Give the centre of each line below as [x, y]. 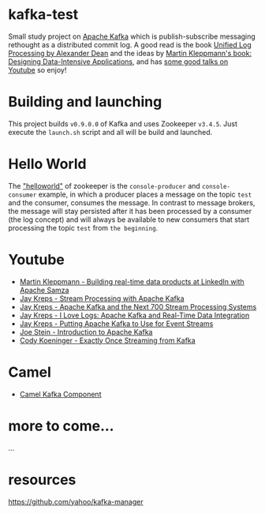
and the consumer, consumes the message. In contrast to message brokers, [132, 202]
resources [42, 480]
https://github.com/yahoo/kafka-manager [76, 501]
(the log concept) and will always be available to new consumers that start [129, 219]
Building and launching [85, 102]
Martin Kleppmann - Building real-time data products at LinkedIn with [132, 281]
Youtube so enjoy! [37, 69]
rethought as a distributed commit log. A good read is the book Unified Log [130, 44]
